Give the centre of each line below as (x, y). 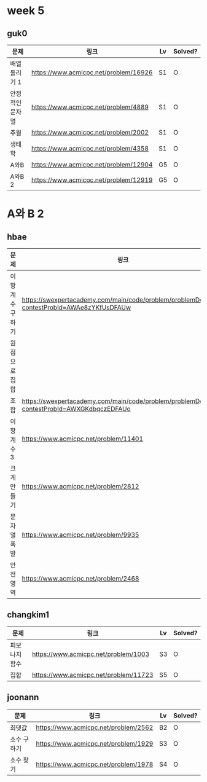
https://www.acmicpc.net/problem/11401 (83, 439)
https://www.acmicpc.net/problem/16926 (92, 72)
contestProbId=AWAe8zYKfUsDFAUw (76, 307)
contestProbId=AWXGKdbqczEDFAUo (76, 409)
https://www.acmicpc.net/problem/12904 (92, 165)
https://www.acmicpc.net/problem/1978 (95, 764)
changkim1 (28, 615)
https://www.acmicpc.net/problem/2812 (80, 486)
